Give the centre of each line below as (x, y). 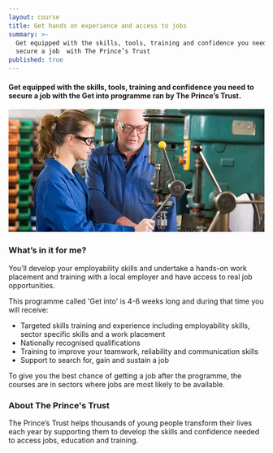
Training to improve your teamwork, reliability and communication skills (139, 351)
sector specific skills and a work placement (93, 334)
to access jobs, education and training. (74, 440)
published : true (36, 60)
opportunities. (32, 285)
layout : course (34, 17)
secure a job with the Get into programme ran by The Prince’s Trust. (125, 95)
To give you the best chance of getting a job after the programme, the (125, 375)
